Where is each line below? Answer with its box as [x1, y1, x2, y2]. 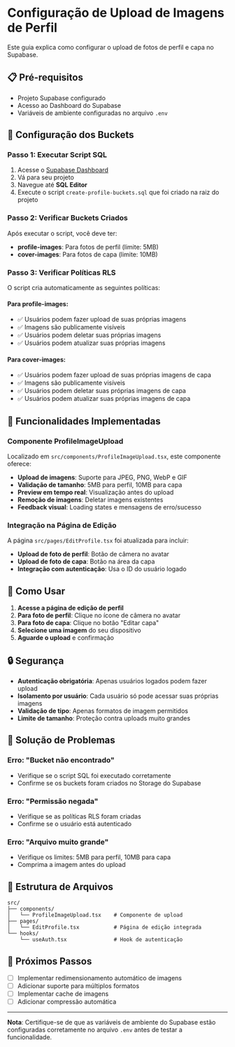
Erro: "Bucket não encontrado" [7, 755, 115, 765]
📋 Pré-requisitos [7, 71, 84, 83]
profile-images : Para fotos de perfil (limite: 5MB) [17, 242, 159, 251]
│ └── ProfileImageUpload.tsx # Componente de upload [7, 912, 183, 919]
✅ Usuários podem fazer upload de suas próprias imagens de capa [17, 371, 212, 379]
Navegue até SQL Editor [17, 181, 87, 189]
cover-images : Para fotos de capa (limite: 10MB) [17, 250, 159, 259]
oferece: [7, 460, 31, 468]
